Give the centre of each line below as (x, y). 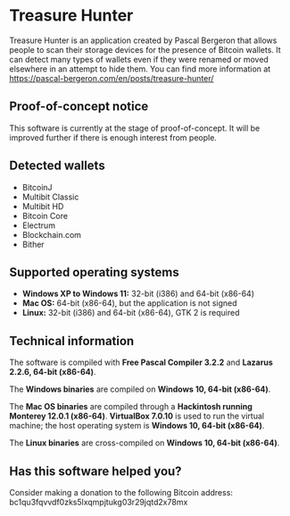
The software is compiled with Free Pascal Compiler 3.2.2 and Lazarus (141, 362)
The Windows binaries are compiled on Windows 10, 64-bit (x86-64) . (140, 389)
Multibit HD (43, 206)
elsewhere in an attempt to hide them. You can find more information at (140, 69)
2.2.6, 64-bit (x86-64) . (53, 372)
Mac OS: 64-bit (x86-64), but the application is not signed (130, 303)
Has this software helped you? (95, 471)
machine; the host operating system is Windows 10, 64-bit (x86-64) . (137, 426)
